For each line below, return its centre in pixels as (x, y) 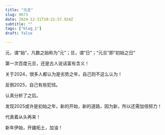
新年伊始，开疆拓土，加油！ (34, 127)
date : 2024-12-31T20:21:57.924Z (39, 19)
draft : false (19, 33)
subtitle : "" (19, 24)
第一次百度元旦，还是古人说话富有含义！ (47, 63)
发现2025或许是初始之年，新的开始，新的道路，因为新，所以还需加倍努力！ (84, 106)
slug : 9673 (17, 15)
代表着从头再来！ (23, 117)
